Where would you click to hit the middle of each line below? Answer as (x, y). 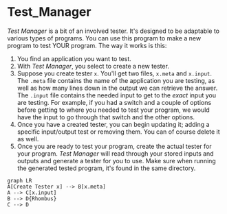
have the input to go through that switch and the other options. (106, 117)
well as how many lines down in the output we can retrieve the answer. (117, 88)
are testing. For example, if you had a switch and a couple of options (114, 102)
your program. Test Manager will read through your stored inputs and (116, 153)
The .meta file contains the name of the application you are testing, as (116, 80)
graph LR (20, 180)
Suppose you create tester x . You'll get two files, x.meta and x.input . (114, 73)
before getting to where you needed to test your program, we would (113, 110)
